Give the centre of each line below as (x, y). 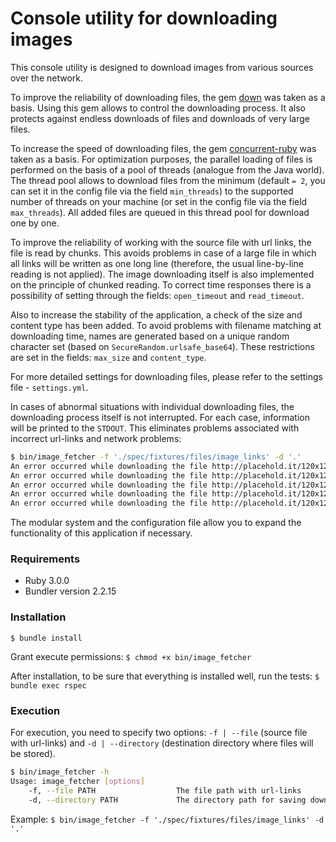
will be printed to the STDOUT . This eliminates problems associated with (155, 428)
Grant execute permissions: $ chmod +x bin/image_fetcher (131, 656)
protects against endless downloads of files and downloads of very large (160, 118)
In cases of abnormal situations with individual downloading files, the (152, 406)
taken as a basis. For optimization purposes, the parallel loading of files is (161, 159)
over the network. (47, 78)
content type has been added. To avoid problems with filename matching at (166, 325)
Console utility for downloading (144, 18)
